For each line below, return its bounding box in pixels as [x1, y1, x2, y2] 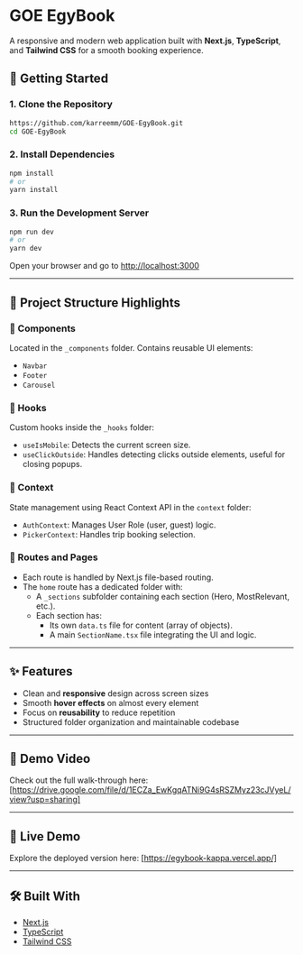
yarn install [9, 186, 59, 195]
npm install [9, 169, 54, 178]
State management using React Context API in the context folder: [9, 501, 252, 512]
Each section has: [35, 610, 102, 620]
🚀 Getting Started [9, 71, 109, 87]
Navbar [22, 362, 48, 371]
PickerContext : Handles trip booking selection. [22, 528, 196, 539]
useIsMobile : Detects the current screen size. [22, 439, 191, 451]
